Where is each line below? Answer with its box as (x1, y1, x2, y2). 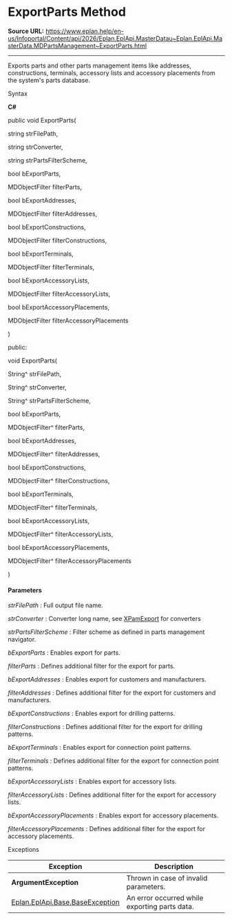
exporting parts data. (126, 902, 194, 912)
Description (154, 862, 193, 872)
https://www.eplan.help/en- (45, 27, 125, 35)
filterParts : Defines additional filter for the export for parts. (8, 662, 175, 671)
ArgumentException (11, 878, 78, 888)
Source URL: (8, 27, 44, 35)
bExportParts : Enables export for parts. (8, 648, 121, 657)
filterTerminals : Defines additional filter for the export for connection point (8, 757, 219, 765)
